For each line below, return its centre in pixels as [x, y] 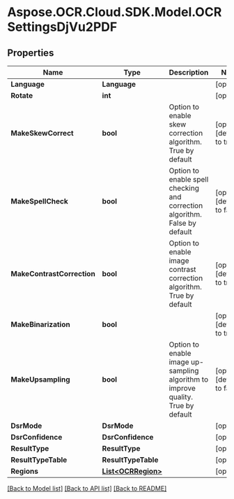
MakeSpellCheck [39, 201]
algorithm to [189, 379]
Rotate [22, 95]
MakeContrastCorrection [53, 274]
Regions [25, 471]
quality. [181, 397]
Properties [31, 53]
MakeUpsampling [41, 379]
